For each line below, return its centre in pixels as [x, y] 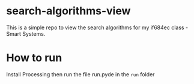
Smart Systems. [26, 33]
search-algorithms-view [68, 11]
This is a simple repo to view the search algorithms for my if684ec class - [97, 27]
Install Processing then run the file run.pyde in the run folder [80, 74]
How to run [34, 58]
